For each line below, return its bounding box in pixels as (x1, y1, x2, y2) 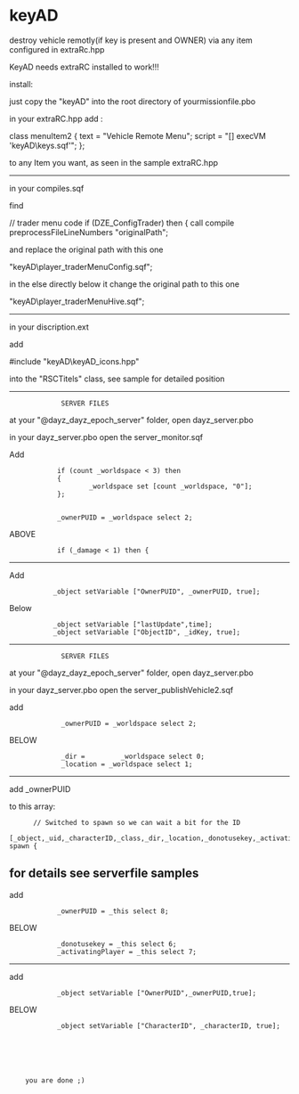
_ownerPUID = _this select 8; (56, 906, 169, 916)
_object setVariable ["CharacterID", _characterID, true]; (56, 1021, 280, 1030)
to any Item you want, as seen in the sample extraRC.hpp (9, 157, 219, 167)
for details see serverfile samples (9, 866, 199, 881)
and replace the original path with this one (9, 244, 164, 255)
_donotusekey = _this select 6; (56, 939, 177, 949)
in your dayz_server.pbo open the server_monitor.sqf (9, 431, 203, 442)
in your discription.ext (9, 322, 89, 332)
